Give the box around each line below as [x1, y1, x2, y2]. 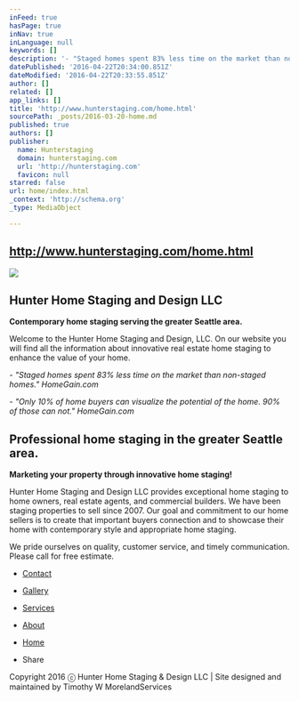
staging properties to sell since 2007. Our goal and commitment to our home [9, 505, 289, 516]
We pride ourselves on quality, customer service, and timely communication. [9, 542, 290, 552]
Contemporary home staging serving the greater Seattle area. [9, 317, 243, 327]
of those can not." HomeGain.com [9, 406, 135, 416]
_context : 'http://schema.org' [9, 195, 125, 205]
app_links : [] [9, 95, 62, 105]
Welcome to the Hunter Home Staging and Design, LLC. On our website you [9, 334, 287, 344]
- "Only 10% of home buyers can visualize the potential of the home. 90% [9, 397, 280, 407]
